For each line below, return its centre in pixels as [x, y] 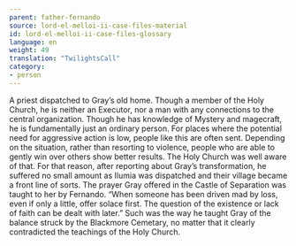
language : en [33, 42]
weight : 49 [29, 50]
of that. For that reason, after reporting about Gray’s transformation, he [138, 165]
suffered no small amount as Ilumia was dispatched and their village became [148, 175]
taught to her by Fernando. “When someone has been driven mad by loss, [144, 194]
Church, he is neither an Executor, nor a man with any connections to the [141, 109]
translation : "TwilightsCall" [65, 58]
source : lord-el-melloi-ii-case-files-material [99, 26]
